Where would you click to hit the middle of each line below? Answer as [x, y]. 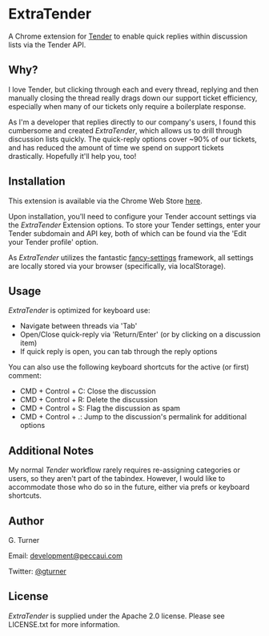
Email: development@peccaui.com [65, 556]
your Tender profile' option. [53, 242]
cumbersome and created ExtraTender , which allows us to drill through [125, 130]
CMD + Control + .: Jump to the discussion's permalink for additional [133, 417]
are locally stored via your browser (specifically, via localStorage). [117, 266]
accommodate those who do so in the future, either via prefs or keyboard [129, 487]
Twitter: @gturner [37, 571]
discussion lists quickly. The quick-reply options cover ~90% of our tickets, [133, 139]
